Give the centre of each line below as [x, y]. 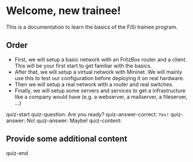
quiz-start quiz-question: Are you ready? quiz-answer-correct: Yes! [88, 114]
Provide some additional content [67, 139]
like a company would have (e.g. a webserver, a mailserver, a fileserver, [101, 96]
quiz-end [17, 153]
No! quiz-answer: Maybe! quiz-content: [74, 120]
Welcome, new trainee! [64, 11]
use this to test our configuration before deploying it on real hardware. [99, 78]
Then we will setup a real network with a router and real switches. [94, 84]
